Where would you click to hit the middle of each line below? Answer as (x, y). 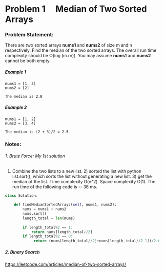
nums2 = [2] (17, 88)
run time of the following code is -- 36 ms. (55, 187)
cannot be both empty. (28, 61)
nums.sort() (35, 214)
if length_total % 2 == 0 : (48, 236)
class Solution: (21, 196)
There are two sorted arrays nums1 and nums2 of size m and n (69, 45)
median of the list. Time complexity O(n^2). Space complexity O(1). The (84, 181)
